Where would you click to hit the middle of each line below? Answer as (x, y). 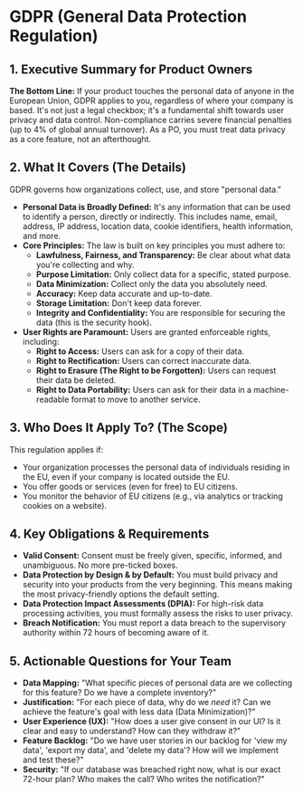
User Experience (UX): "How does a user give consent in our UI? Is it (151, 721)
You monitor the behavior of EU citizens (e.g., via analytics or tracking (152, 496)
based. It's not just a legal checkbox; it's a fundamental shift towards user (147, 110)
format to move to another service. (136, 399)
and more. (42, 235)
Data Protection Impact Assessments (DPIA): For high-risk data (143, 604)
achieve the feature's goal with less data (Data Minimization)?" (139, 712)
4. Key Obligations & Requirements (109, 535)
